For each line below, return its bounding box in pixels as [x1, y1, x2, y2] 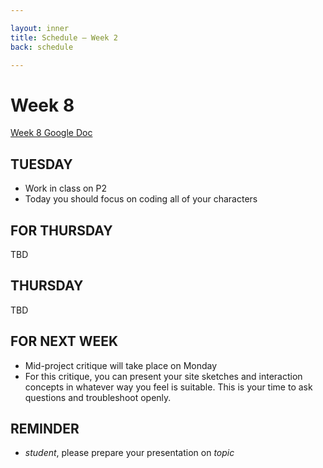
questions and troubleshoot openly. [24, 391, 172, 403]
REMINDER [10, 420, 80, 437]
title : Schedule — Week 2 [10, 32, 118, 43]
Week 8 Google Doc [10, 127, 93, 139]
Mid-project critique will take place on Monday [24, 359, 218, 371]
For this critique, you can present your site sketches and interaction [24, 370, 303, 382]
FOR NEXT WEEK [10, 333, 119, 350]
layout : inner [10, 23, 70, 33]
